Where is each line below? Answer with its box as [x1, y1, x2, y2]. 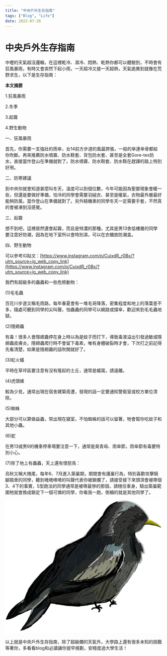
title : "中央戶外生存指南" [5, 8, 55, 13]
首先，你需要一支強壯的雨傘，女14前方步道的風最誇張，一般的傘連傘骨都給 [5, 146, 158, 152]
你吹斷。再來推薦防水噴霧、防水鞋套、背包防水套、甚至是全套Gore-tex [5, 152, 150, 158]
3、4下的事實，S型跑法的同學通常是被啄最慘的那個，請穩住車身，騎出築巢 [5, 483, 158, 489]
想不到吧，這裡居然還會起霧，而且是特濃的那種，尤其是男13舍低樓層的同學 [5, 225, 158, 231]
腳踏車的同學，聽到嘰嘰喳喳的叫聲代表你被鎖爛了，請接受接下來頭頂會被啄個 [5, 477, 162, 483]
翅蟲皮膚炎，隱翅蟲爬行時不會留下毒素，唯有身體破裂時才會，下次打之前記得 [5, 340, 162, 346]
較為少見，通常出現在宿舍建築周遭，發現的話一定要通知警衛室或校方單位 [5, 388, 153, 395]
